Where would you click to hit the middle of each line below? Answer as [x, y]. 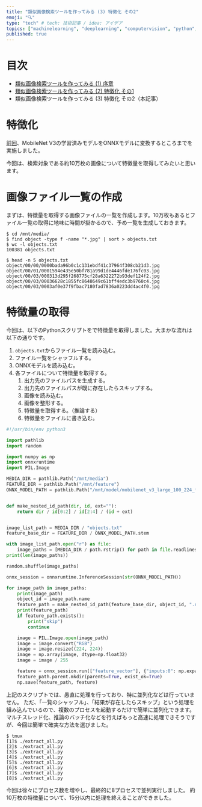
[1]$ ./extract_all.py [35, 741]
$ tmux [14, 736]
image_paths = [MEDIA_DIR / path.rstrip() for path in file [94, 550]
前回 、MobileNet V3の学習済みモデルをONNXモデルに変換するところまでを [99, 143]
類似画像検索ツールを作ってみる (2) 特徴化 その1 [74, 91]
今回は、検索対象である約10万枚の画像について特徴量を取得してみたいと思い [101, 163]
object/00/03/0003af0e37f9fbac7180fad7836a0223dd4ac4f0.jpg [83, 286]
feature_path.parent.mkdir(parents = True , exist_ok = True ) [90, 677]
